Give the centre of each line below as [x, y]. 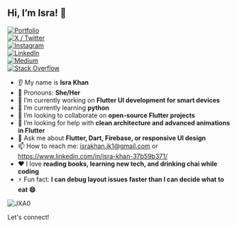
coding [28, 171]
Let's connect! [28, 217]
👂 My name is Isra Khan [53, 82]
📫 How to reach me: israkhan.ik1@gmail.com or [88, 146]
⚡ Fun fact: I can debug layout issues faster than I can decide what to [121, 179]
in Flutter [31, 130]
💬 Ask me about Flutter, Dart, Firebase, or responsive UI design [112, 138]
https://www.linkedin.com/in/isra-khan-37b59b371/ [93, 156]
